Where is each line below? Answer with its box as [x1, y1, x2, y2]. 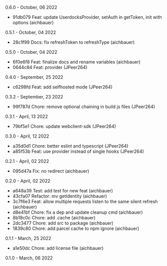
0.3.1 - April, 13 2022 [5, 114, 48, 119]
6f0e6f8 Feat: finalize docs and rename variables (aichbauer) [12, 59, 141, 65]
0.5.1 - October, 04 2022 [5, 29, 56, 35]
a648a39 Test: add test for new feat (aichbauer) [12, 188, 113, 193]
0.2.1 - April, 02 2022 [5, 158, 50, 164]
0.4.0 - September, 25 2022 [5, 74, 63, 80]
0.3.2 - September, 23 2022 [5, 94, 63, 99]
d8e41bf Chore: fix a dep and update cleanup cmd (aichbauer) [12, 209, 143, 215]
